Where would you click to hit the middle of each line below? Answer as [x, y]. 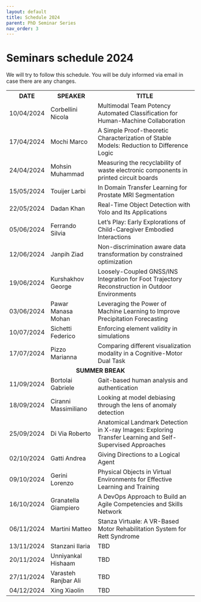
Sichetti [61, 329]
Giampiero [65, 508]
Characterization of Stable [135, 138]
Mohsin [61, 167]
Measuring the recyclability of [139, 163]
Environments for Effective [135, 480]
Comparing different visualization [144, 346]
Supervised [114, 445]
